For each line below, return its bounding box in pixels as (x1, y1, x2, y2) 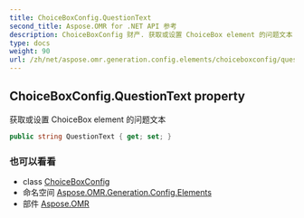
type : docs (9, 38, 51, 48)
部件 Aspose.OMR (22, 198, 90, 209)
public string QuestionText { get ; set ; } (9, 132, 172, 141)
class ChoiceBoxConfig (22, 175, 110, 186)
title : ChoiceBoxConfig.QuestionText (9, 13, 152, 23)
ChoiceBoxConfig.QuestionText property (9, 89, 246, 104)
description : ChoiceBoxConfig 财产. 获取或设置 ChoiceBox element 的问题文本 (9, 30, 293, 39)
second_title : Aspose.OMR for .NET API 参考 (9, 22, 177, 31)
